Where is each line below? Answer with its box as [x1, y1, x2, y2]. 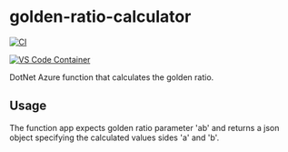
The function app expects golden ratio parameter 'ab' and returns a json [9, 122, 280, 133]
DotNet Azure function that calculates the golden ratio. [9, 71, 214, 83]
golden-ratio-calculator [9, 6, 192, 27]
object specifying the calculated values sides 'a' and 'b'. [9, 132, 220, 143]
